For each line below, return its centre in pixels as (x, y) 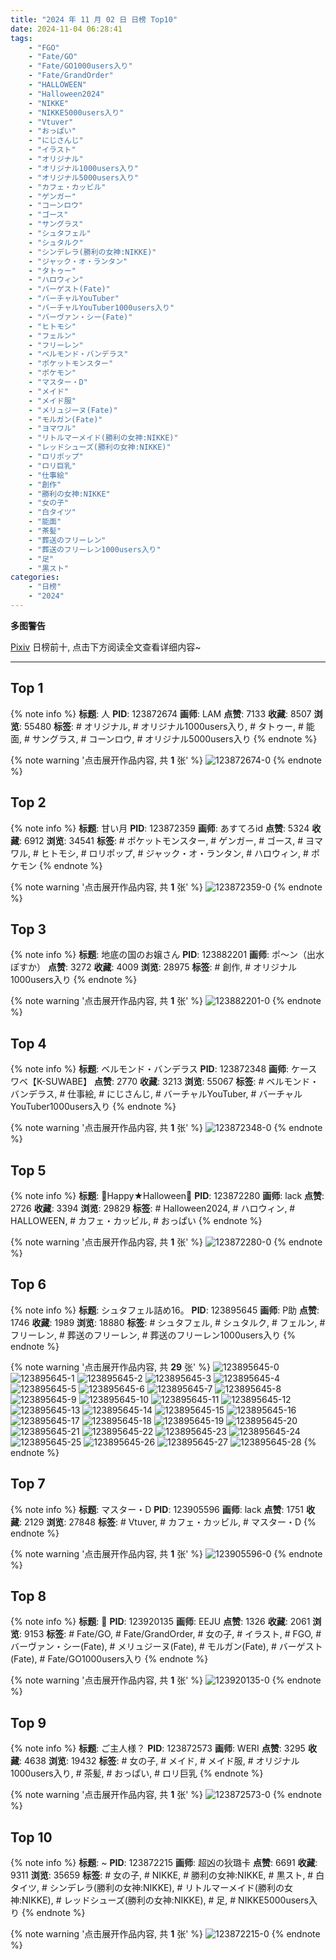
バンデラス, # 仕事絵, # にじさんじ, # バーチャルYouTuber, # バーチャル (156, 1094)
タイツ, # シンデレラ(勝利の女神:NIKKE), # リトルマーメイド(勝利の (147, 1887)
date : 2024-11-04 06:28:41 (66, 29)
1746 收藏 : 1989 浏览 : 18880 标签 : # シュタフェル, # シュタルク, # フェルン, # (168, 1322)
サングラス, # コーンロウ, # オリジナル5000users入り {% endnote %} (174, 738)
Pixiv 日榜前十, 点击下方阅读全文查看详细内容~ (106, 647)
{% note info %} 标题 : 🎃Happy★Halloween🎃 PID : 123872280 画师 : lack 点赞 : (167, 1195)
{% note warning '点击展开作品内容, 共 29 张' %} (110, 1367)
